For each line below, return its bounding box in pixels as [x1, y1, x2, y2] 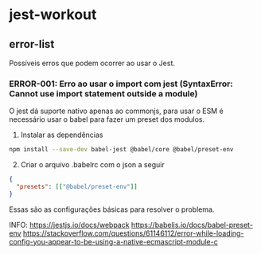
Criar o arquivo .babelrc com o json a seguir [20, 160, 166, 170]
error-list [9, 37, 55, 51]
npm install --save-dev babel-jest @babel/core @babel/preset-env [9, 146, 234, 154]
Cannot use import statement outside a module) [9, 88, 198, 99]
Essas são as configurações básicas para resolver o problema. [9, 205, 215, 214]
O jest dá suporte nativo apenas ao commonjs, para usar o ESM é [9, 106, 224, 116]
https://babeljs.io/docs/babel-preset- [130, 220, 254, 229]
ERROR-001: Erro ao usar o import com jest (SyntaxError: [9, 78, 233, 89]
